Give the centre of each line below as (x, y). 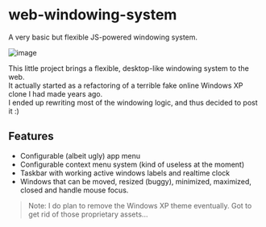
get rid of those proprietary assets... (88, 214)
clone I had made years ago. (56, 93)
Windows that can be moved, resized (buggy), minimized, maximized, (136, 181)
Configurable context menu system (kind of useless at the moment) (132, 164)
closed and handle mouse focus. (74, 190)
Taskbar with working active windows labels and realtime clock (125, 173)
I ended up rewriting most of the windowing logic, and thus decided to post (133, 102)
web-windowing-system (93, 15)
